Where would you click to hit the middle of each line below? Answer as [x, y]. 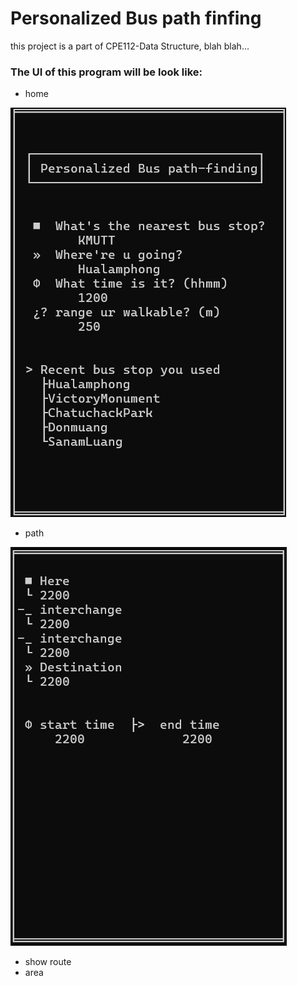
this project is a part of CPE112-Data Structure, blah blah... [130, 46]
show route [48, 962]
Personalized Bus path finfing [136, 18]
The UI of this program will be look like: [106, 72]
